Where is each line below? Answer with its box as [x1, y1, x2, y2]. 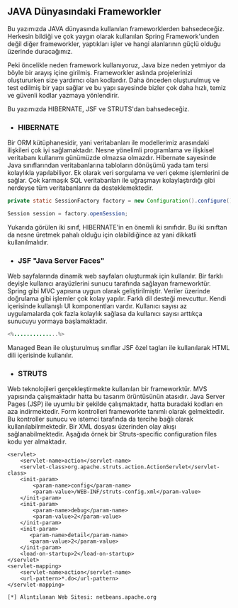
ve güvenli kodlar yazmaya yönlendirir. [7, 91, 120, 99]
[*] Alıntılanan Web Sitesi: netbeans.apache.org [7, 594, 157, 601]
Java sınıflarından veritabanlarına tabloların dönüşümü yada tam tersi [7, 161, 209, 169]
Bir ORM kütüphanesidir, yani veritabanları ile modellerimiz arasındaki [7, 138, 210, 147]
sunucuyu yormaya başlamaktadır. [7, 317, 108, 325]
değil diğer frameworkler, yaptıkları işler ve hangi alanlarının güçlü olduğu [7, 39, 221, 48]
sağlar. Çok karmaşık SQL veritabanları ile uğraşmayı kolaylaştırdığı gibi [7, 176, 215, 185]
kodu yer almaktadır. [7, 437, 67, 446]
